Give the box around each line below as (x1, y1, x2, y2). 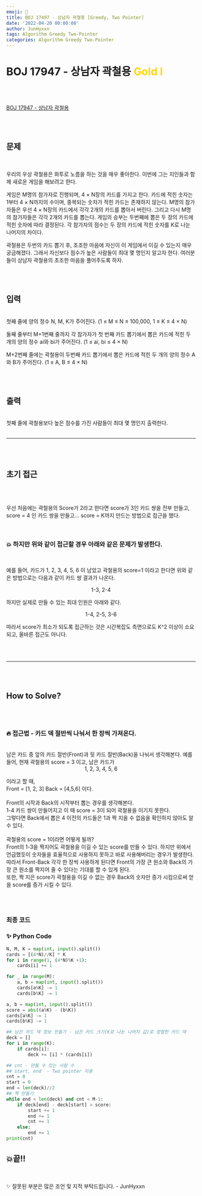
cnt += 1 (28, 1119, 50, 1125)
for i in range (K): (6, 1040, 55, 1047)
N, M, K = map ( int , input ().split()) (6, 946, 101, 952)
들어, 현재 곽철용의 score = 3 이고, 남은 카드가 (6, 758, 115, 765)
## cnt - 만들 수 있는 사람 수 (6, 1063, 75, 1069)
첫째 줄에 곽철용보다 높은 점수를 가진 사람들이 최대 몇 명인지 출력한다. (6, 419, 168, 426)
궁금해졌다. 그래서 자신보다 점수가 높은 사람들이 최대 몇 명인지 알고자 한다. (6, 249, 179, 256)
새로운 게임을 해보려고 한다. (12, 178, 77, 185)
